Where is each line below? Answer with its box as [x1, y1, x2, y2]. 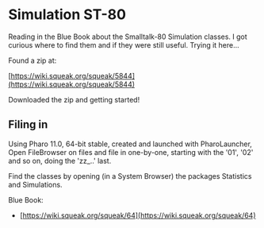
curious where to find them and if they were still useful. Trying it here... [8, 40, 239, 49]
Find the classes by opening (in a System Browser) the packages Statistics [8, 171, 252, 180]
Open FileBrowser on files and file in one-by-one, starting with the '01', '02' [8, 147, 254, 157]
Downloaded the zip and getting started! [8, 95, 140, 104]
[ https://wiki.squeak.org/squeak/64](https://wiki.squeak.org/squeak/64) [19, 211, 256, 220]
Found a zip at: [8, 56, 57, 65]
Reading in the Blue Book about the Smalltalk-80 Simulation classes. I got [8, 32, 247, 41]
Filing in [8, 118, 48, 132]
